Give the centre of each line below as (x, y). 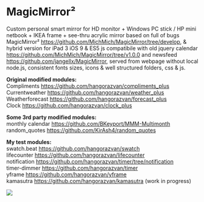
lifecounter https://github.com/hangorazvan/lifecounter (76, 155)
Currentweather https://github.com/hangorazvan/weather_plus (85, 92)
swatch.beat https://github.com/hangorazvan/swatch (73, 148)
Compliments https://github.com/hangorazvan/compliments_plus (88, 86)
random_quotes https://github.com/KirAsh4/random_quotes (81, 130)
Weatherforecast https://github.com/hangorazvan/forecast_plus (87, 99)
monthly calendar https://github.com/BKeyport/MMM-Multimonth (88, 123)
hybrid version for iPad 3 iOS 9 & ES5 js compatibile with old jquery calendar (102, 48)
